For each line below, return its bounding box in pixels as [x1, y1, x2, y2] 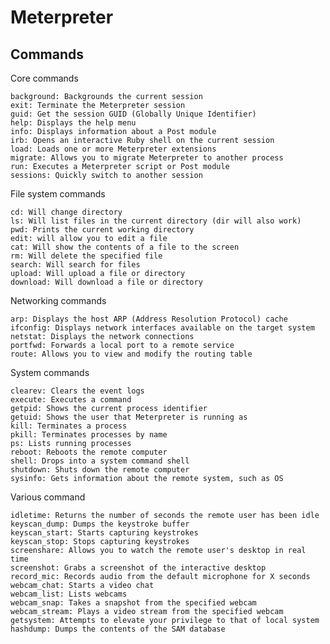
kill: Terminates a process [10, 421, 128, 431]
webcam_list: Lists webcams [10, 589, 128, 599]
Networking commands [10, 295, 107, 306]
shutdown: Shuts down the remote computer [10, 465, 190, 475]
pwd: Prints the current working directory [10, 225, 195, 235]
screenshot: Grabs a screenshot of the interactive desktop [10, 563, 267, 573]
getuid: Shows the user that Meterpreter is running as [10, 412, 248, 422]
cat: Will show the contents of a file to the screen [10, 242, 240, 252]
